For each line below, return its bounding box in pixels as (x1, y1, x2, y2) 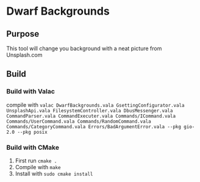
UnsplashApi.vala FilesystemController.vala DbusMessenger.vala (6, 107, 173, 114)
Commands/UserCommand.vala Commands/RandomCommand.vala (6, 118, 151, 125)
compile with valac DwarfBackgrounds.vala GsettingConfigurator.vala (6, 101, 185, 108)
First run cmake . (15, 157, 57, 164)
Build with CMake (6, 143, 60, 151)
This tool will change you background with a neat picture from (6, 45, 162, 52)
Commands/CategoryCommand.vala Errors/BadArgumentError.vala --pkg (6, 123, 182, 129)
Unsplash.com (6, 51, 43, 59)
